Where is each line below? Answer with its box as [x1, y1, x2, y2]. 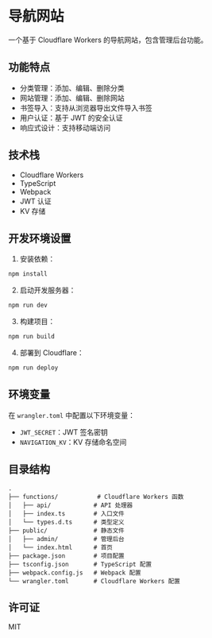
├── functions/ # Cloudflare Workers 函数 [8, 493, 184, 501]
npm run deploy [8, 364, 59, 372]
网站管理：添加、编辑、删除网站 [19, 93, 125, 102]
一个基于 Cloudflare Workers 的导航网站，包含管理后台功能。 [8, 35, 208, 44]
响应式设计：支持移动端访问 [19, 122, 111, 132]
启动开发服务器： [19, 285, 76, 295]
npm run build [8, 333, 56, 341]
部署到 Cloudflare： [19, 348, 85, 358]
